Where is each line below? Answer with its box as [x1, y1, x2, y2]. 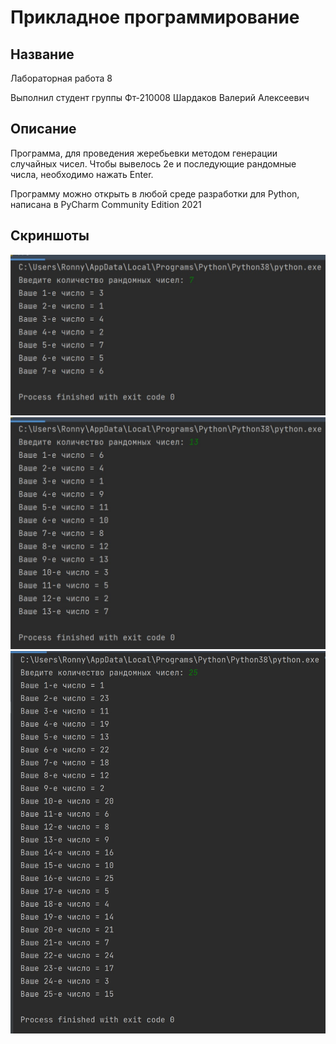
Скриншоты [10, 227, 90, 245]
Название [10, 46, 75, 63]
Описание [10, 121, 77, 138]
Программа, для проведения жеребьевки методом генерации [10, 147, 278, 159]
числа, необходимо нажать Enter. [10, 168, 154, 180]
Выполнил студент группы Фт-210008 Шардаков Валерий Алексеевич [10, 92, 310, 103]
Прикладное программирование [10, 6, 300, 29]
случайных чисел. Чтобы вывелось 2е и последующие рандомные [10, 157, 297, 170]
